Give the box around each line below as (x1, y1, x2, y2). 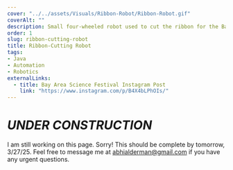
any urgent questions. (7, 155, 70, 164)
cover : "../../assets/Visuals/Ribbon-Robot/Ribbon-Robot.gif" (7, 10, 191, 17)
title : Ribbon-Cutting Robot (7, 42, 92, 49)
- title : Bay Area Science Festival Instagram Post (13, 81, 166, 88)
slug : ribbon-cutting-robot (7, 36, 89, 43)
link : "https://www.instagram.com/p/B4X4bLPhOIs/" (19, 87, 169, 94)
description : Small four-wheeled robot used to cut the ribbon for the (7, 23, 218, 30)
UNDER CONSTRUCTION (7, 117, 153, 133)
